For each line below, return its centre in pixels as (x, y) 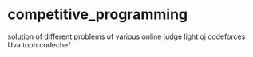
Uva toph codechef (39, 44)
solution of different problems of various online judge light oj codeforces (126, 36)
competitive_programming (98, 15)
